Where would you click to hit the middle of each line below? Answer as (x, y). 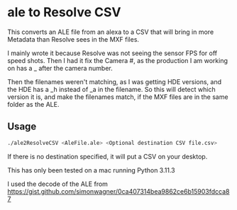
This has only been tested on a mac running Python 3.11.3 (91, 170)
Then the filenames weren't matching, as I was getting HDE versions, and (115, 81)
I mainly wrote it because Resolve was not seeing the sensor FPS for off (112, 53)
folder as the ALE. (33, 104)
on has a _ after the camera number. (60, 68)
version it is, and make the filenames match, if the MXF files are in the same (118, 97)
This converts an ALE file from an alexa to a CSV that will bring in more (111, 32)
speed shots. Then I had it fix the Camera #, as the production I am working (118, 60)
